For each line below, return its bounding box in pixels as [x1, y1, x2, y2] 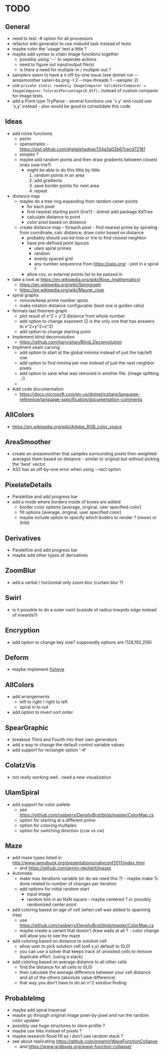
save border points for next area [34, 183, 99, 188]
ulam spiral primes [34, 245, 71, 251]
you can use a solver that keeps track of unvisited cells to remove [19, 949, 152, 954]
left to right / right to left [19, 699, 68, 705]
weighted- [137, 451, 159, 457]
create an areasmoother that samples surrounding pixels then [12, 451, 137, 457]
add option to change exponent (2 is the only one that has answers [19, 318, 155, 324]
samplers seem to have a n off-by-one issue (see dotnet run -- [12, 72, 139, 78]
